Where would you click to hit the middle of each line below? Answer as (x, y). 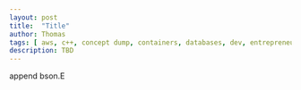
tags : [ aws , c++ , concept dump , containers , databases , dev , (128, 42)
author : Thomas (38, 34)
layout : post (34, 17)
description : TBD (42, 51)
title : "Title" (39, 26)
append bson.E (37, 76)
